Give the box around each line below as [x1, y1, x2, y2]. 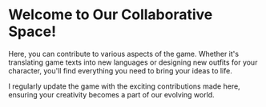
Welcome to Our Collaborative [8, 6, 213, 24]
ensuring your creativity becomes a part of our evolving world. [8, 89, 215, 99]
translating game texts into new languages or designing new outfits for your [8, 57, 258, 67]
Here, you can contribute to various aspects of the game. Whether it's [8, 49, 239, 58]
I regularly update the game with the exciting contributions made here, [8, 81, 240, 91]
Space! [8, 22, 57, 41]
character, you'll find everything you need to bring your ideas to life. [8, 65, 232, 75]
